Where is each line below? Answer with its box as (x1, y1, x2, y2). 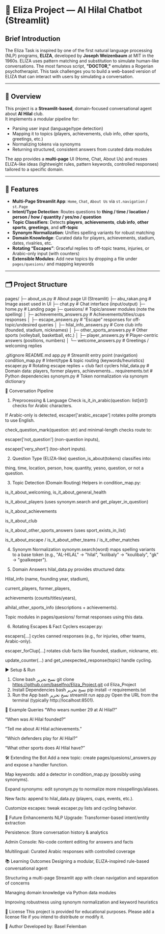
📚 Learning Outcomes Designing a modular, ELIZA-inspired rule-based (5, 858, 149, 864)
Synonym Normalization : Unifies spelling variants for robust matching (12, 230, 155, 235)
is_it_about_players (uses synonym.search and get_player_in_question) (5, 499, 149, 505)
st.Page (12, 204, 28, 209)
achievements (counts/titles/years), (5, 595, 77, 601)
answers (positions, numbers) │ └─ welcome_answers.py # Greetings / (5, 338, 149, 344)
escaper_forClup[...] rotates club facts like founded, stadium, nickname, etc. (5, 648, 159, 654)
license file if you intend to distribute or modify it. (5, 914, 105, 920)
